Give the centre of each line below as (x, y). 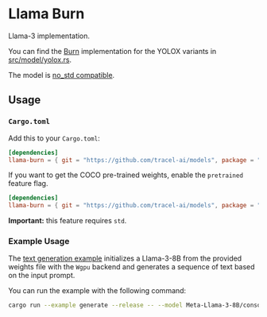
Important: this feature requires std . (68, 221)
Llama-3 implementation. (49, 36)
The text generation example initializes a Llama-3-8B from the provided (125, 258)
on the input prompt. (42, 276)
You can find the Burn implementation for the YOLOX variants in (112, 51)
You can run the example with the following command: (97, 291)
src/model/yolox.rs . (40, 60)
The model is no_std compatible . (62, 75)
